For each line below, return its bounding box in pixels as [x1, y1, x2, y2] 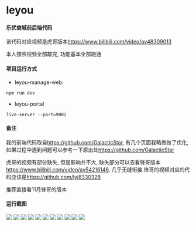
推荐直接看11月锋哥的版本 [6, 185, 67, 193]
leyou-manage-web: [14, 79, 64, 86]
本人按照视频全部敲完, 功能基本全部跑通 [6, 50, 101, 58]
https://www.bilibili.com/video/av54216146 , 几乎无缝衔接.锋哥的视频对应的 [6, 166, 185, 173]
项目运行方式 [6, 65, 37, 72]
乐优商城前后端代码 [6, 24, 53, 31]
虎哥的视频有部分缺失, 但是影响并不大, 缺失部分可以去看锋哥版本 [6, 158, 161, 166]
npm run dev [6, 90, 35, 96]
